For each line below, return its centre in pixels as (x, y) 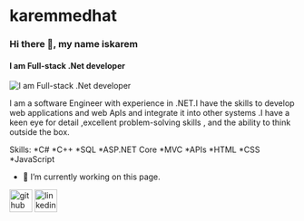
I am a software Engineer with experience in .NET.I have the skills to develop (152, 103)
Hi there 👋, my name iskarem (74, 44)
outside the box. (39, 132)
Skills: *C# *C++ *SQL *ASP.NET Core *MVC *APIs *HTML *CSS (135, 149)
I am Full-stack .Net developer (67, 65)
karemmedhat (64, 16)
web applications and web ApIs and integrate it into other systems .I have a (150, 113)
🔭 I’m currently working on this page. (91, 177)
